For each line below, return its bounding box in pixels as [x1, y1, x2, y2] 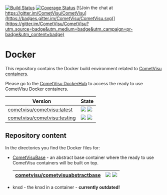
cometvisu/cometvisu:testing [7, 114, 76, 121]
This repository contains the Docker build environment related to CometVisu [5, 65, 162, 71]
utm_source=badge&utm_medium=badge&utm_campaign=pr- [5, 26, 133, 32]
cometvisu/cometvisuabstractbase [14, 171, 101, 178]
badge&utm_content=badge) [5, 32, 64, 37]
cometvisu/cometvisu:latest [7, 106, 73, 113]
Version [32, 98, 51, 105]
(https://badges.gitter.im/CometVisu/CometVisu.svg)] [5, 16, 115, 21]
